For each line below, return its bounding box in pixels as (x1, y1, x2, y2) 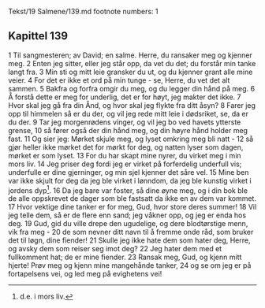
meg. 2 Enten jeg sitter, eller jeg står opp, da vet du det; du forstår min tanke (8, 58, 256, 68)
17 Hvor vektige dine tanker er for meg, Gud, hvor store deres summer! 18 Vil (8, 202, 257, 212)
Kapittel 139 (8, 29, 69, 43)
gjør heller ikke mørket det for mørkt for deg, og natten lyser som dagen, (8, 142, 244, 152)
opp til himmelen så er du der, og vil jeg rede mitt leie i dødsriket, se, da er (8, 109, 249, 118)
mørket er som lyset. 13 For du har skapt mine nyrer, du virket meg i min (8, 150, 242, 160)
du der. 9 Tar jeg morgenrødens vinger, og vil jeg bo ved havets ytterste (8, 117, 241, 127)
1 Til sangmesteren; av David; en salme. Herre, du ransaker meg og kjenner (8, 50, 252, 60)
